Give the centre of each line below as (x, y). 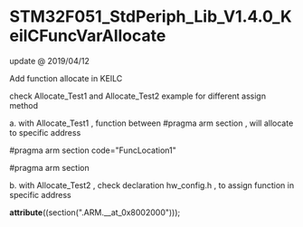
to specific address (45, 132)
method (24, 105)
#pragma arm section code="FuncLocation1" (93, 150)
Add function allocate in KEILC (66, 78)
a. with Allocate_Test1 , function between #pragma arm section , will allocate (151, 123)
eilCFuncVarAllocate (88, 36)
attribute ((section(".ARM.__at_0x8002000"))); (95, 212)
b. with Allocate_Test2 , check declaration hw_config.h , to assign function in (152, 185)
